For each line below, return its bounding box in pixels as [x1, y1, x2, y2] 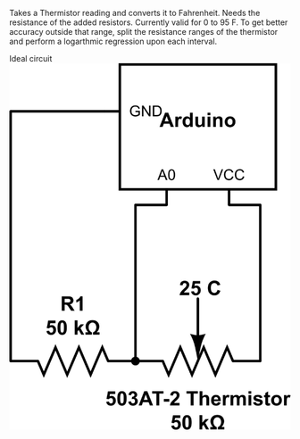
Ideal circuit [9, 54, 53, 63]
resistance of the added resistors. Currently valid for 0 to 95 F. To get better [9, 17, 288, 28]
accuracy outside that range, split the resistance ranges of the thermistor [9, 27, 279, 37]
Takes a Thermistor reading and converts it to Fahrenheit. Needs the [9, 8, 261, 18]
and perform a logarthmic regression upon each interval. [9, 36, 218, 46]
